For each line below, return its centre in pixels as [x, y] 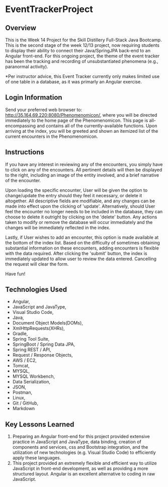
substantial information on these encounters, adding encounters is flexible [82, 248]
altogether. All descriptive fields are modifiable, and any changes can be [80, 201]
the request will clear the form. [37, 264]
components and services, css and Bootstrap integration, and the [80, 447]
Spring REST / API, [32, 350]
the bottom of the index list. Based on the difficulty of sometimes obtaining [82, 242]
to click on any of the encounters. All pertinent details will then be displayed [84, 170]
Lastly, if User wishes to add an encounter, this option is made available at [82, 237]
